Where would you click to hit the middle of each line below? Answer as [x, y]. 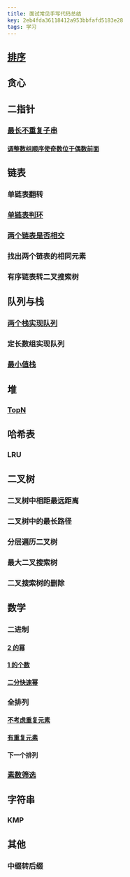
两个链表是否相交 [36, 236]
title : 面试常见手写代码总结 [44, 14]
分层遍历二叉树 [32, 542]
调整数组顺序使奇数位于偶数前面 [53, 149]
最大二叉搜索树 [32, 562]
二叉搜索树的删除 [36, 583]
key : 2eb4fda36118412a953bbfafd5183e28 [65, 20]
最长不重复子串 [32, 130]
